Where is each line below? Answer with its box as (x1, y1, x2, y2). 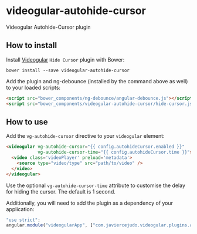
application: (6, 205, 35, 212)
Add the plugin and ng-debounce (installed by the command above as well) (6, 77, 188, 84)
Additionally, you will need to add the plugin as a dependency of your (6, 199, 174, 206)
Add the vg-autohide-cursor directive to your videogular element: (6, 133, 165, 140)
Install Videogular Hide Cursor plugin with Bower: (6, 56, 125, 63)
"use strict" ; (6, 217, 41, 223)
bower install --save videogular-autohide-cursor (6, 67, 130, 73)
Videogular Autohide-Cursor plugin (6, 23, 91, 30)
